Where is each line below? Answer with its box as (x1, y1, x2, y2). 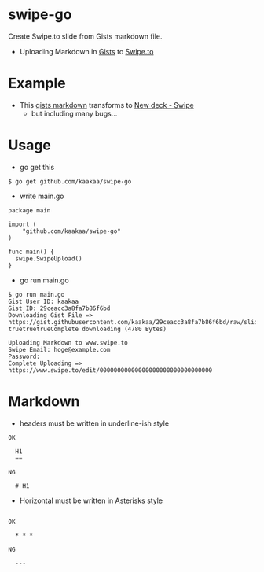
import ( (8, 220, 37, 228)
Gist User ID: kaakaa (8, 297, 79, 305)
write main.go (19, 191, 64, 201)
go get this (19, 162, 55, 172)
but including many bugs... (31, 109, 118, 118)
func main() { (8, 248, 55, 256)
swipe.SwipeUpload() (15, 254, 82, 263)
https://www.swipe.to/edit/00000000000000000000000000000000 (8, 366, 213, 375)
